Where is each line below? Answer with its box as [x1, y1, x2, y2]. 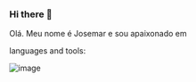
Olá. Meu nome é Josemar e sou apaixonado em [9, 29, 187, 39]
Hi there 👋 [9, 8, 53, 20]
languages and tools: [9, 45, 86, 56]
